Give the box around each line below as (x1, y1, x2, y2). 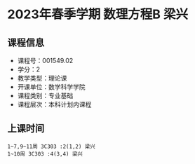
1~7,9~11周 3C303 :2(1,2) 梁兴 (7, 143, 96, 150)
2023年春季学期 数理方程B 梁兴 (7, 6, 189, 22)
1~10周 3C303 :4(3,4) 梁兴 (7, 150, 83, 158)
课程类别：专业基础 (17, 92, 74, 100)
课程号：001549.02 (17, 57, 74, 64)
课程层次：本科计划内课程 (17, 100, 92, 109)
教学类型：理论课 (17, 74, 67, 82)
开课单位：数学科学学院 (17, 83, 86, 91)
